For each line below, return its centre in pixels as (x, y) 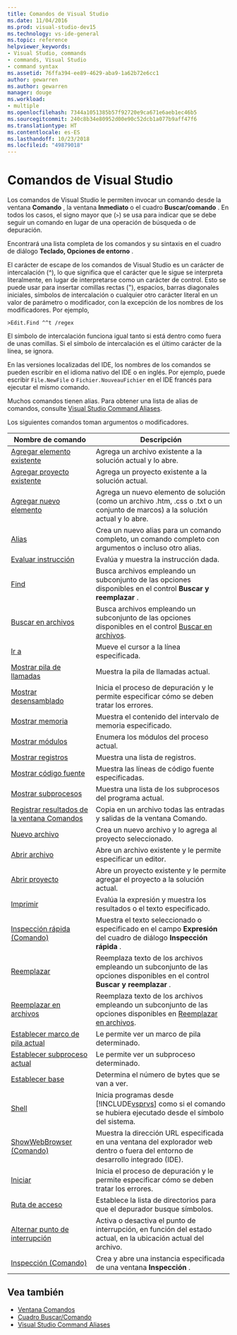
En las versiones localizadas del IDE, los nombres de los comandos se (109, 365)
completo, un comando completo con (158, 540)
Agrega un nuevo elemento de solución (160, 492)
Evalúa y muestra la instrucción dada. (158, 559)
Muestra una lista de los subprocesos (158, 789)
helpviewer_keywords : (39, 47)
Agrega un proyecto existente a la (151, 472)
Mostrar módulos (39, 742)
